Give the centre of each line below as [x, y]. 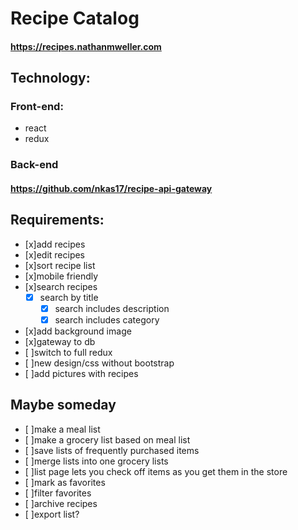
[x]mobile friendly [61, 276]
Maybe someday [63, 405]
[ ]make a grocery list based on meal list [107, 439]
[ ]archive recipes [61, 503]
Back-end [34, 165]
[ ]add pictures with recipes [81, 373]
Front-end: [37, 107]
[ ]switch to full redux [68, 352]
